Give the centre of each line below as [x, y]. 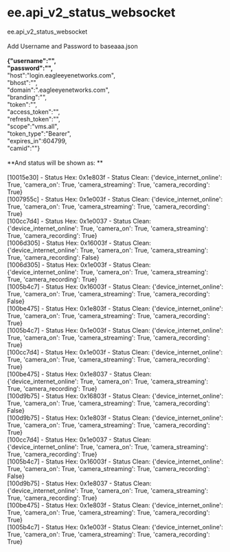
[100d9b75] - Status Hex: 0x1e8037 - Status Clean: [79, 483]
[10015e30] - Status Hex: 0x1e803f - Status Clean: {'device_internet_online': [115, 177]
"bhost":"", [22, 82]
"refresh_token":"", [34, 119]
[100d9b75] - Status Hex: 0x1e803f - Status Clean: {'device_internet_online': [115, 418]
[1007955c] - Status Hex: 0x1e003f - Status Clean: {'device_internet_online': [115, 199]
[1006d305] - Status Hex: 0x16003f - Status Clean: [79, 243]
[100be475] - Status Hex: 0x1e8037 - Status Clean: [79, 374]
